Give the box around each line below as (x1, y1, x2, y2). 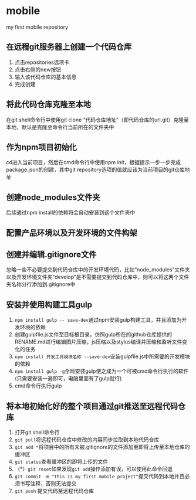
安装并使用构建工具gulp (6, 300, 93, 309)
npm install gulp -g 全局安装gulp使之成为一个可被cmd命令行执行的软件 (14, 368, 189, 375)
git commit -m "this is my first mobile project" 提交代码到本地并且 (14, 473, 185, 480)
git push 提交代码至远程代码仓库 (14, 488, 94, 495)
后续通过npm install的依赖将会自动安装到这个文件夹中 (6, 209, 136, 216)
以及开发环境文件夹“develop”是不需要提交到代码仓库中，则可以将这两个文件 (6, 274, 190, 281)
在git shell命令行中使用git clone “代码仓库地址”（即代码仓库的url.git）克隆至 (6, 116, 189, 123)
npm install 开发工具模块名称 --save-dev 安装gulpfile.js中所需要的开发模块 (14, 353, 191, 360)
